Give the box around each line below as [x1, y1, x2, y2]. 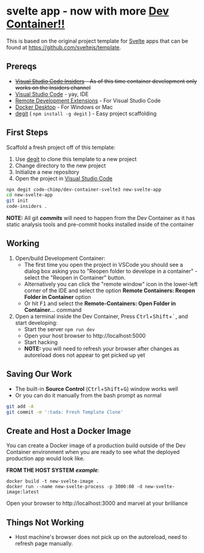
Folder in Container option [24, 293, 91, 300]
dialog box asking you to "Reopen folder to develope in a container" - [24, 267, 198, 275]
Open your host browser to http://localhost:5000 [24, 332, 146, 339]
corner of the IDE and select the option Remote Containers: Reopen [24, 287, 195, 294]
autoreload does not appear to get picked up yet [24, 351, 146, 359]
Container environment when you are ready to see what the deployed [6, 448, 180, 456]
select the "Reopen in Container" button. [24, 273, 126, 281]
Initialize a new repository [15, 168, 80, 176]
